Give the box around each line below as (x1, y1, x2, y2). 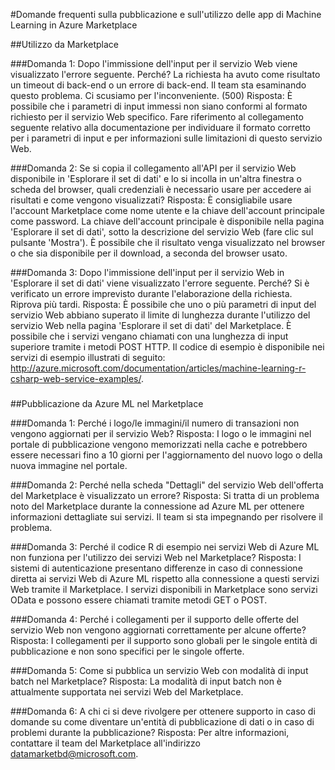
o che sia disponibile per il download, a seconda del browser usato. (10, 247, 288, 259)
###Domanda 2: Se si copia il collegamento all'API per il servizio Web (10, 162, 297, 174)
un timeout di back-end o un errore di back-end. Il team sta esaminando (10, 79, 307, 91)
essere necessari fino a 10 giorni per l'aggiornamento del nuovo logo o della (10, 449, 323, 461)
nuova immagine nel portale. (10, 459, 128, 471)
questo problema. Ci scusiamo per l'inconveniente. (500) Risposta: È (10, 90, 293, 101)
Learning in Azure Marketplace (10, 19, 138, 31)
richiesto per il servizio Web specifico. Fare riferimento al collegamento (10, 111, 304, 123)
